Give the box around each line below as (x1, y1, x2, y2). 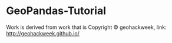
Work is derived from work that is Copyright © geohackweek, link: (6, 24, 167, 31)
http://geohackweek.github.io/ (6, 29, 80, 37)
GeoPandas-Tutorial (6, 4, 107, 18)
